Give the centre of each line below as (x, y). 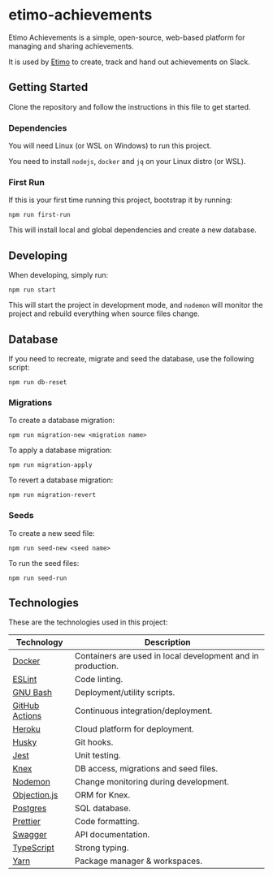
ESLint (25, 680)
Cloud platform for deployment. (134, 729)
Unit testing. (97, 755)
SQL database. (103, 808)
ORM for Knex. (102, 795)
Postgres (30, 808)
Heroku (26, 729)
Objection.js (35, 795)
